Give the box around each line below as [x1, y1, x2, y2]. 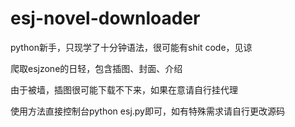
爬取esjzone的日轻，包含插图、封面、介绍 [10, 62, 183, 74]
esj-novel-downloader [10, 7, 201, 30]
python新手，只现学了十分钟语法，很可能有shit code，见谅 [10, 41, 253, 53]
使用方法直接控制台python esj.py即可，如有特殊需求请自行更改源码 [10, 105, 285, 117]
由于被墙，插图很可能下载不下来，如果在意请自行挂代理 [10, 83, 238, 96]
